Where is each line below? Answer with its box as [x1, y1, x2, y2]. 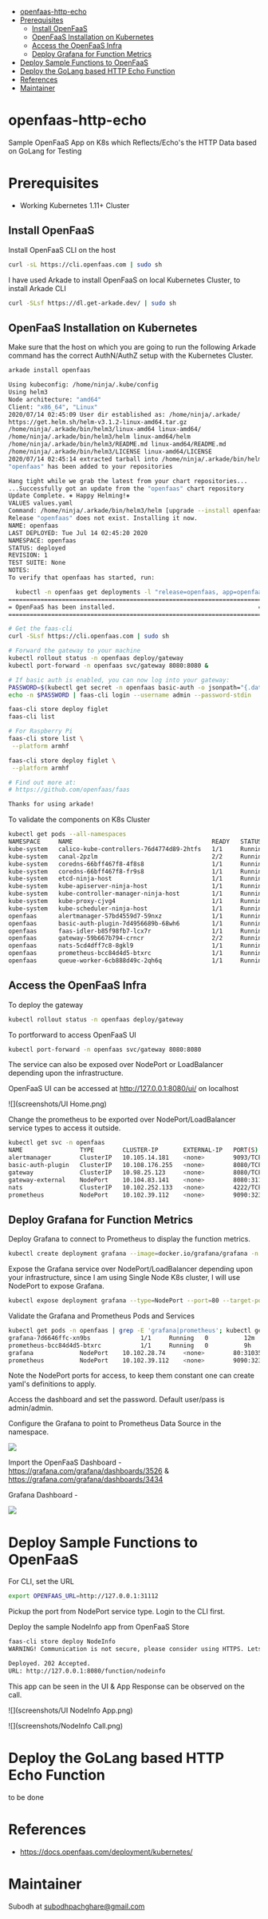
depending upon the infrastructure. [8, 1068, 124, 1078]
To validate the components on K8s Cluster [8, 815, 150, 825]
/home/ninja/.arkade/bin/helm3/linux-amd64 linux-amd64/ [8, 426, 202, 434]
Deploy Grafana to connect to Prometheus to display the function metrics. [8, 1234, 251, 1244]
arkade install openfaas [8, 366, 91, 374]
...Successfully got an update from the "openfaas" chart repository [8, 484, 245, 493]
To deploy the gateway [8, 1000, 84, 1009]
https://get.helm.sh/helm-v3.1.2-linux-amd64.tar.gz [8, 418, 187, 426]
